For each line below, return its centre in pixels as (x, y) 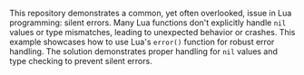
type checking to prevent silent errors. (81, 61)
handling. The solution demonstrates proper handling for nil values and (144, 52)
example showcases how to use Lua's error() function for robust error (142, 42)
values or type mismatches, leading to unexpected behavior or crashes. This (152, 32)
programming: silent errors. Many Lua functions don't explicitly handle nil (148, 23)
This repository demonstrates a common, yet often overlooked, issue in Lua (151, 13)
